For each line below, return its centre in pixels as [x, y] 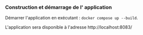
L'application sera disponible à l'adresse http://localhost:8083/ [69, 27]
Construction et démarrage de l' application [58, 7]
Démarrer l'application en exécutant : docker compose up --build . [71, 18]
